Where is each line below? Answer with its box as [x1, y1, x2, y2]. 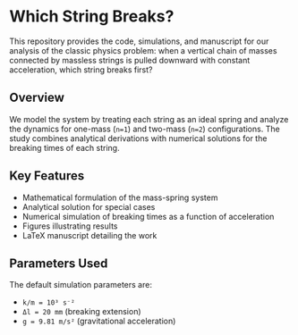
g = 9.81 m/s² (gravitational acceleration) [21, 315, 176, 327]
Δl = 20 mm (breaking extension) [21, 306, 141, 317]
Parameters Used [9, 255, 108, 271]
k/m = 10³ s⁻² [21, 298, 75, 307]
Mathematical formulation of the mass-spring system [21, 192, 218, 203]
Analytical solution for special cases [21, 201, 156, 212]
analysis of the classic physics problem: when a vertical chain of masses [9, 45, 277, 55]
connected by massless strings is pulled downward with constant [9, 54, 251, 65]
